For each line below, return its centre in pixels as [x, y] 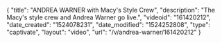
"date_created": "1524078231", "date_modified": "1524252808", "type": [109, 25]
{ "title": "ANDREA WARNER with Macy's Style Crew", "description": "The [111, 10]
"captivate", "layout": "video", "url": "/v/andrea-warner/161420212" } [104, 32]
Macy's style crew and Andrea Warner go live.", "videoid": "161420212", [109, 17]
